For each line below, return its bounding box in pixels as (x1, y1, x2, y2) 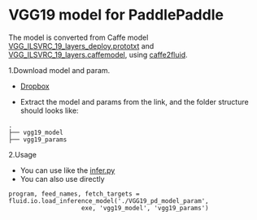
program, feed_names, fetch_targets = (8, 189, 140, 198)
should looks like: (20, 106, 79, 115)
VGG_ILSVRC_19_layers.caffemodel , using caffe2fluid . (8, 50, 189, 59)
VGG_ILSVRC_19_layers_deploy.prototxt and (8, 41, 155, 50)
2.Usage (8, 149, 37, 159)
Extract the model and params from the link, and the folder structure (20, 97, 250, 106)
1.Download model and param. (8, 65, 111, 75)
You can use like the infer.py (20, 165, 115, 175)
